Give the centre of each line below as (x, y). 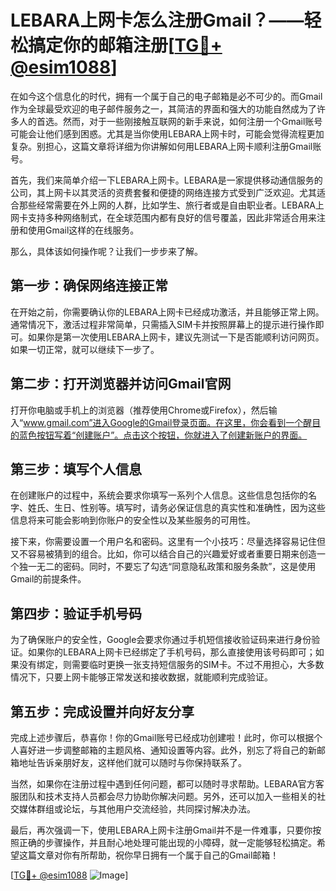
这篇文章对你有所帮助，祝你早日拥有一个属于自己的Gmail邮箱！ (149, 855)
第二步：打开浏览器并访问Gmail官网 (121, 384)
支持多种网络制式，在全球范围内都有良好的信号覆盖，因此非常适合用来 (172, 217)
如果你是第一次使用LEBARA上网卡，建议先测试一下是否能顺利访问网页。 (176, 337)
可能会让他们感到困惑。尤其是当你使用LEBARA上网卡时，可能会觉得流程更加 (167, 133)
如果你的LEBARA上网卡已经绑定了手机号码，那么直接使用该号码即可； (171, 652)
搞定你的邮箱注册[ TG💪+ (125, 45)
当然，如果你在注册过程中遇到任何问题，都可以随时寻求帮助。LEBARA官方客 (167, 784)
